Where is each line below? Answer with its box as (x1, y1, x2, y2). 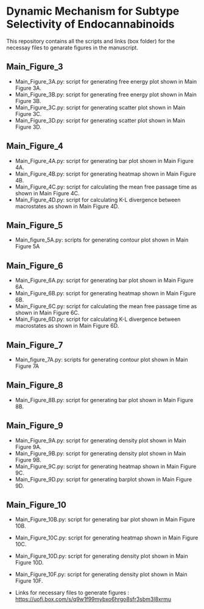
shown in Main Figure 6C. (15, 309, 80, 317)
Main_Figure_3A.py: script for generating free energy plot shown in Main (15, 77, 197, 85)
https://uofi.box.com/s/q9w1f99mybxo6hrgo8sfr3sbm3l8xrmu (15, 596, 172, 603)
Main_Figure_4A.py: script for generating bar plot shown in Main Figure (15, 157, 194, 164)
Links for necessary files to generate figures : (15, 589, 130, 596)
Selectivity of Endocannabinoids (6, 17, 175, 31)
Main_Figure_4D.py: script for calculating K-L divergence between (15, 196, 181, 203)
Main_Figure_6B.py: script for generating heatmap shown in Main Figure (15, 290, 196, 297)
